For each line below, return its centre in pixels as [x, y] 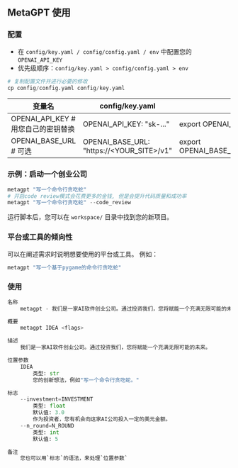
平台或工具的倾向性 [40, 238]
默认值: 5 [46, 439]
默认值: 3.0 [49, 413]
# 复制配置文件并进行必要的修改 [47, 81]
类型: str [46, 373]
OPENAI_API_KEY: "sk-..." [126, 124]
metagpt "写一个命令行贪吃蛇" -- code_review [69, 203]
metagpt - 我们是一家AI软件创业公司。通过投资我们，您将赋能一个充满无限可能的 [124, 308]
